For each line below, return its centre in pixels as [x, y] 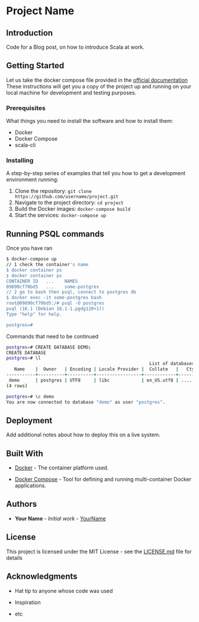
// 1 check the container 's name [47, 265]
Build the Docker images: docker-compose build [73, 209]
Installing [20, 160]
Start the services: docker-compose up [60, 215]
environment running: [32, 180]
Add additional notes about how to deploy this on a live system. [84, 435]
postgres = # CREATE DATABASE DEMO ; [49, 347]
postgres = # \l [24, 358]
